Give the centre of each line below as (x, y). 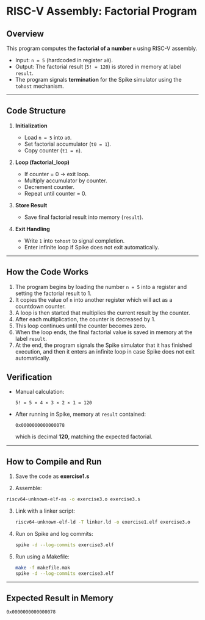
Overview (25, 34)
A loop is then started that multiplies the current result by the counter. (103, 313)
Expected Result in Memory (60, 598)
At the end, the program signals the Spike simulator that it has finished (103, 345)
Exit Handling (32, 229)
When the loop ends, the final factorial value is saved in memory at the (104, 332)
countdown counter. (40, 306)
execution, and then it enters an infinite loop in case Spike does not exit (105, 351)
